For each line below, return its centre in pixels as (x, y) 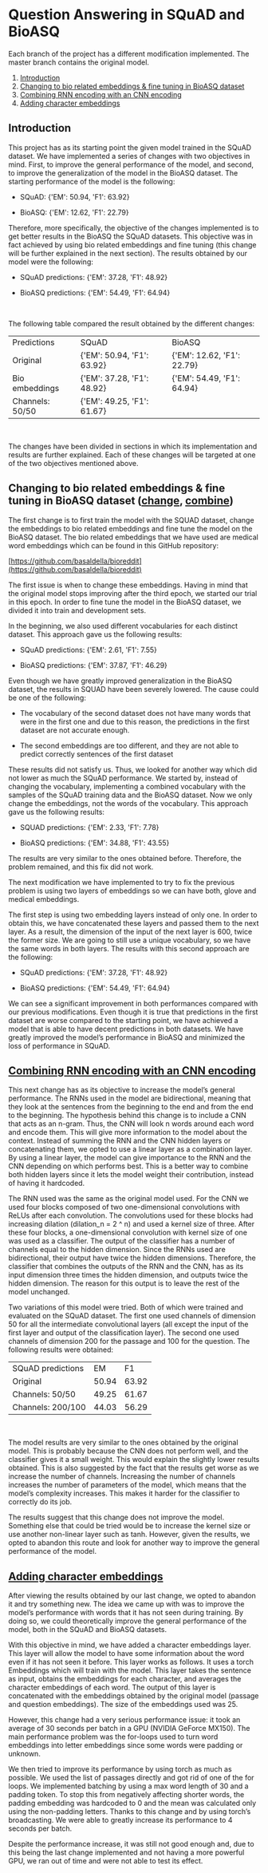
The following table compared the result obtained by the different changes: (132, 323)
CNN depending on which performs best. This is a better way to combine (128, 1166)
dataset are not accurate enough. (75, 730)
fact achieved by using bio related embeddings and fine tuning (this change (132, 244)
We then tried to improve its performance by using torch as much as (120, 1769)
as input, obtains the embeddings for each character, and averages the (125, 1679)
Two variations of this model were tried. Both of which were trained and (126, 1307)
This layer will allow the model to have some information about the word (126, 1654)
